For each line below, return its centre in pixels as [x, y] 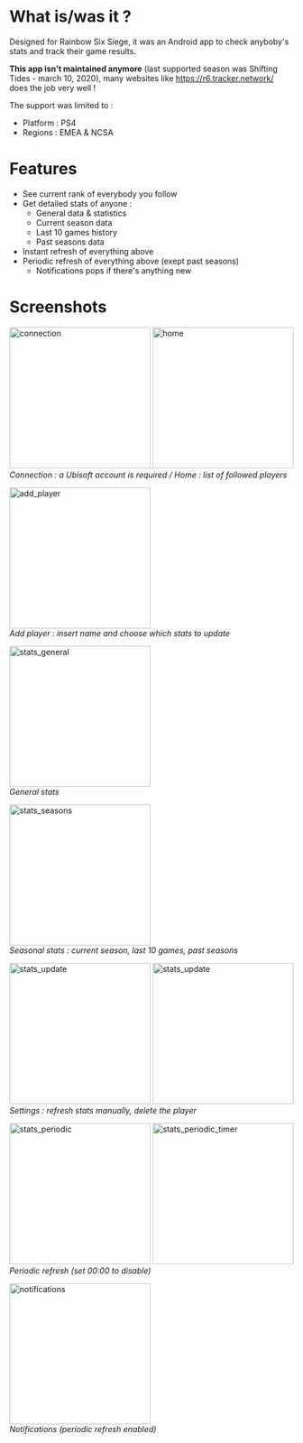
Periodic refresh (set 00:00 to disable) [80, 1271]
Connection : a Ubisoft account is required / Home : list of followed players [148, 475]
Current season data [74, 222]
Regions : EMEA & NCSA [68, 132]
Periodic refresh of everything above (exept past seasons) [131, 261]
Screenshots [58, 307]
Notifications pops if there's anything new [114, 270]
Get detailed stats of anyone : [77, 203]
